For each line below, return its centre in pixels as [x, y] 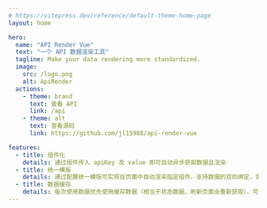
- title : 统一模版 [43, 170]
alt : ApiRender [48, 81]
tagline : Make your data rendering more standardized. [108, 60]
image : [26, 67]
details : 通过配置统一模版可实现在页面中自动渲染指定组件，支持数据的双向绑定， [139, 177]
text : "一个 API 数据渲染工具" [62, 52]
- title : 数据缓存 [43, 185]
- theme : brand [48, 96]
